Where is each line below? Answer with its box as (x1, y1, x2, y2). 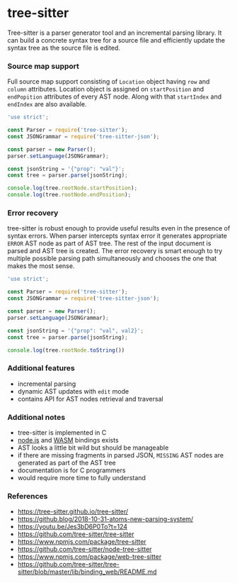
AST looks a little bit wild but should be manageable (17, 443, 169, 452)
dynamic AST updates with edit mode (17, 387, 129, 395)
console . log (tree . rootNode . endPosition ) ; (7, 191, 132, 199)
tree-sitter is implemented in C (17, 428, 107, 437)
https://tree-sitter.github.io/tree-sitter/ (17, 507, 129, 516)
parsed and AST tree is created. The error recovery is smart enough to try (7, 247, 223, 255)
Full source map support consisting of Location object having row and (7, 77, 210, 86)
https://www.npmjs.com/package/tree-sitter (17, 538, 146, 546)
